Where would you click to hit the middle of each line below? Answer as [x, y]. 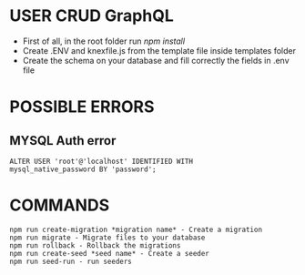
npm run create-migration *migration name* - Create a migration [136, 229]
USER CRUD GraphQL [92, 16]
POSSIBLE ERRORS [82, 107]
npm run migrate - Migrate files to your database [107, 238]
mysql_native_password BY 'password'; [83, 169]
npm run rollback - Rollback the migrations [95, 245]
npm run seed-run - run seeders [71, 261]
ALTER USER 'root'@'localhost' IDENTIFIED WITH [102, 161]
